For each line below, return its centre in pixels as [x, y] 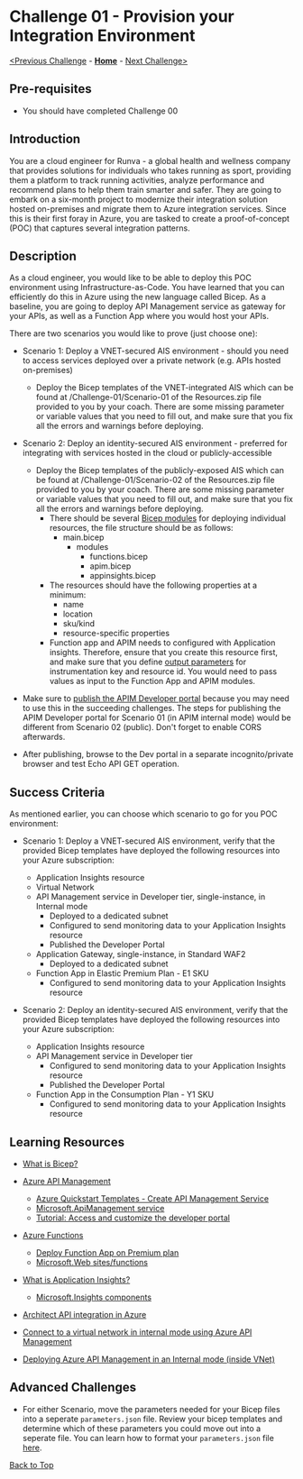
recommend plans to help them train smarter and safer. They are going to [146, 189]
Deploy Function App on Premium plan [107, 1253]
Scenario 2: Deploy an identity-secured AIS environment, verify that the [155, 1010]
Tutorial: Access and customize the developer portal [133, 1218]
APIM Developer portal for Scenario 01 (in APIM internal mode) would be [156, 717]
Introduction [45, 139]
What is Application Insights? [76, 1280]
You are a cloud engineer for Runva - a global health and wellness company [150, 160]
